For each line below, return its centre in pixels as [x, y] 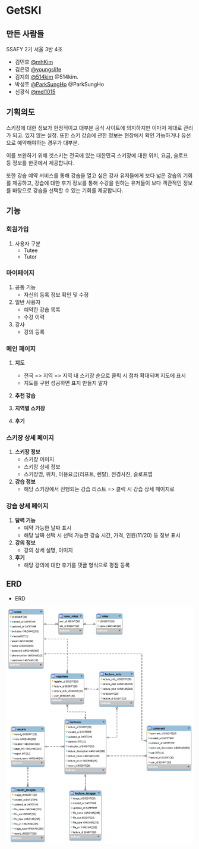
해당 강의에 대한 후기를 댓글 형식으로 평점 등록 [77, 565]
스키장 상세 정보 [42, 467]
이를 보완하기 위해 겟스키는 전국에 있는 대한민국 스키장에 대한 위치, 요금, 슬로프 [97, 155]
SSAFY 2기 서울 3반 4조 [34, 49]
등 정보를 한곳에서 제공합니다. [40, 163]
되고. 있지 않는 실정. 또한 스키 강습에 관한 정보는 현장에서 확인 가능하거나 [96, 135]
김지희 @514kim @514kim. [47, 77]
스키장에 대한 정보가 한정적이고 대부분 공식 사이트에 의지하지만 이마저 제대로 [94, 127]
